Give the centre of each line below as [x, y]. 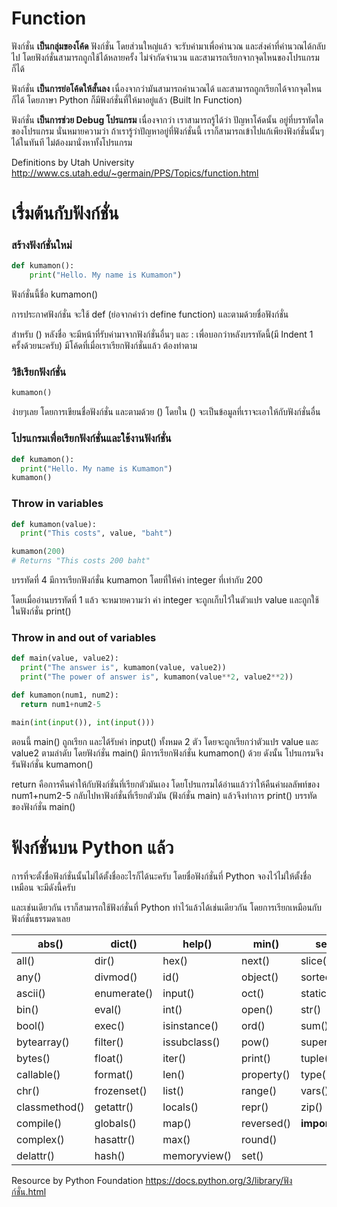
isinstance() [190, 1025]
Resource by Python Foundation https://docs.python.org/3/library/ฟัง [152, 1180]
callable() [38, 1074]
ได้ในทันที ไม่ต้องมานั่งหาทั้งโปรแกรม [72, 142]
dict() [124, 944]
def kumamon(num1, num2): [65, 695]
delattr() [35, 1155]
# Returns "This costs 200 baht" [81, 561]
